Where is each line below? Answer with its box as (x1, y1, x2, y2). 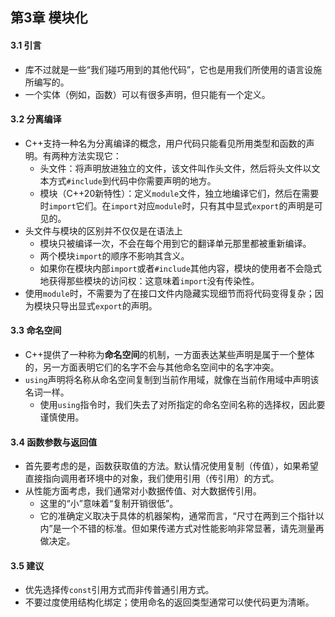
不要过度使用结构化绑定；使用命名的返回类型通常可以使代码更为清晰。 (24, 596, 315, 608)
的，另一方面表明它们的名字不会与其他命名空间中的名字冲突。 (24, 361, 280, 373)
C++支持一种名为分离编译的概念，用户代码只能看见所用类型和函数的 (24, 137, 307, 149)
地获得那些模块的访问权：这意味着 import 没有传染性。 (39, 274, 260, 287)
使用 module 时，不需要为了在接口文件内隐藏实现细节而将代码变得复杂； (24, 287, 315, 299)
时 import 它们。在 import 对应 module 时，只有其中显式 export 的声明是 (39, 199, 315, 212)
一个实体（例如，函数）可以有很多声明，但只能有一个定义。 (24, 88, 271, 100)
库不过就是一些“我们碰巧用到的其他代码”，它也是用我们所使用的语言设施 (24, 63, 323, 75)
